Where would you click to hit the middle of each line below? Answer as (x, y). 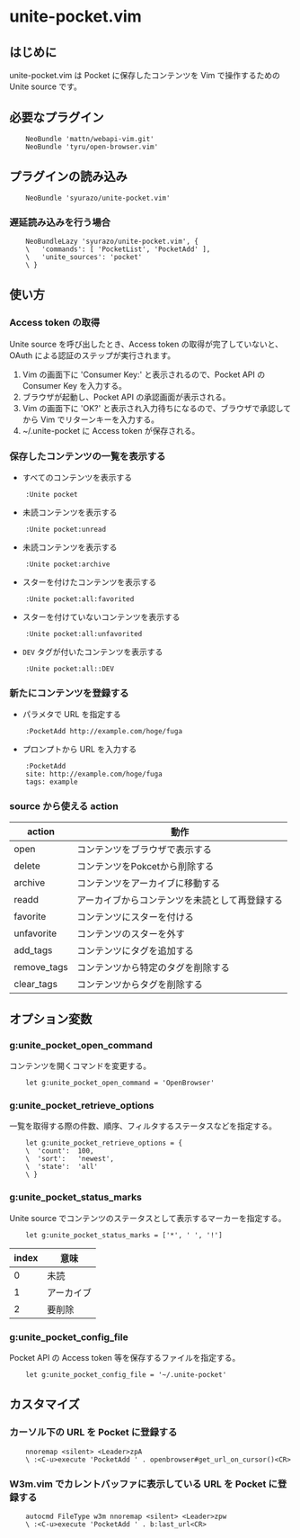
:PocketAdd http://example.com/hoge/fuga (104, 732)
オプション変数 (51, 1019)
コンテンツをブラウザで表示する (145, 850)
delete (27, 866)
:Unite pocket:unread (66, 529)
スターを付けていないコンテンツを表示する (101, 616)
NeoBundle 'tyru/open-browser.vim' (92, 147)
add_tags (33, 949)
